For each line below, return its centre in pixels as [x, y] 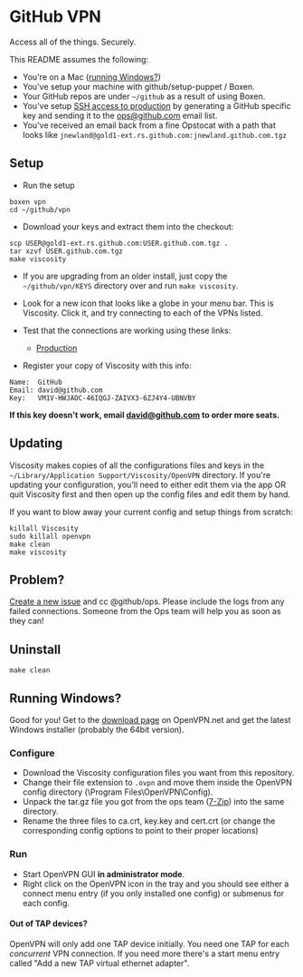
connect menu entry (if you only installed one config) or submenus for [153, 893]
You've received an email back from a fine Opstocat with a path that [149, 125]
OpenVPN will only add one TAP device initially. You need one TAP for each [149, 943]
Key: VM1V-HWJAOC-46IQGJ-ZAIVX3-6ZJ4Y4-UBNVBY [103, 398]
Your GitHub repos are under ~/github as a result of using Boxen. [144, 96]
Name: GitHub [36, 382]
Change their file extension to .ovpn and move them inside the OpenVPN [157, 783]
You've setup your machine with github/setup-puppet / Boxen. [138, 86]
